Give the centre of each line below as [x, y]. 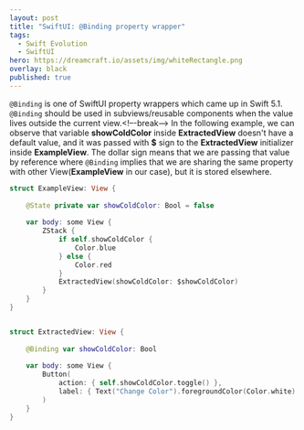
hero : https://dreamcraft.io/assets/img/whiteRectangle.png [126, 60]
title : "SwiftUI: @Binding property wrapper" [97, 27]
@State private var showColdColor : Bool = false [120, 205]
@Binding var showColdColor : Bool [91, 349]
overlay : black [38, 70]
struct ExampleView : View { [63, 188]
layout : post [34, 18]
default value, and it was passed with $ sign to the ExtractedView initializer [152, 142]
